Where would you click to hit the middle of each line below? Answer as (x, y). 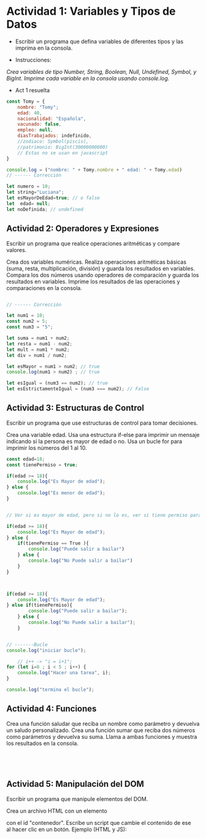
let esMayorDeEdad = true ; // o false (53, 198)
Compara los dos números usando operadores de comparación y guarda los (103, 275)
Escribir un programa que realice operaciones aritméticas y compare (93, 243)
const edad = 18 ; (26, 459)
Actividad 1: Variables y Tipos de (91, 11)
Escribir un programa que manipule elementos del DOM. (77, 799)
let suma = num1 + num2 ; (38, 338)
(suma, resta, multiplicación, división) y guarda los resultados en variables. (101, 268)
